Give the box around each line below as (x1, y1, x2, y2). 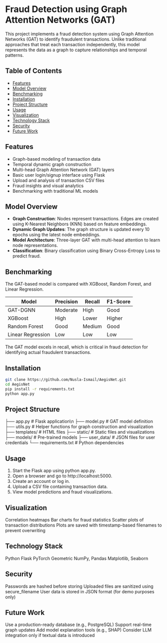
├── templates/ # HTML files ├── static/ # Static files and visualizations (5, 429, 155, 435)
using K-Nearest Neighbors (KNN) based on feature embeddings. (12, 221, 147, 227)
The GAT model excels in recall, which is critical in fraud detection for (5, 344, 148, 350)
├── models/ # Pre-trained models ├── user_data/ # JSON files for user (5, 434, 155, 440)
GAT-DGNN (7, 307, 36, 314)
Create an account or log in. (12, 478, 70, 484)
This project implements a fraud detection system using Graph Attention (5, 31, 154, 37)
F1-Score (106, 298, 131, 305)
